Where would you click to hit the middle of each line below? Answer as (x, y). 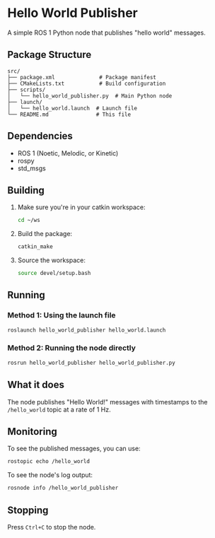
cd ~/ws (29, 221)
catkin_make (35, 247)
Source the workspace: (52, 260)
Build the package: (45, 234)
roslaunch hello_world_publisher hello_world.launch (87, 330)
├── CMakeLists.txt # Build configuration (87, 83)
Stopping (28, 510)
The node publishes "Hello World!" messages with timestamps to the (107, 402)
